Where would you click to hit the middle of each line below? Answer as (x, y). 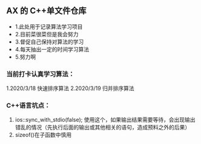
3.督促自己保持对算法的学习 (49, 42)
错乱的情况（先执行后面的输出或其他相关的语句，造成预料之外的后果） (103, 127)
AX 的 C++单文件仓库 (46, 11)
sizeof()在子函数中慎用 (43, 135)
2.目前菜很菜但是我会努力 (47, 34)
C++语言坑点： (28, 106)
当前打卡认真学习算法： (40, 74)
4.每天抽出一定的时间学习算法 (52, 49)
